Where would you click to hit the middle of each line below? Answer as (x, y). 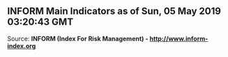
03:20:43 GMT (40, 22)
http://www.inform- (179, 38)
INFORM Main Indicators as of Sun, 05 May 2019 (114, 11)
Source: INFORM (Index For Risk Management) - (78, 38)
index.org (22, 46)
